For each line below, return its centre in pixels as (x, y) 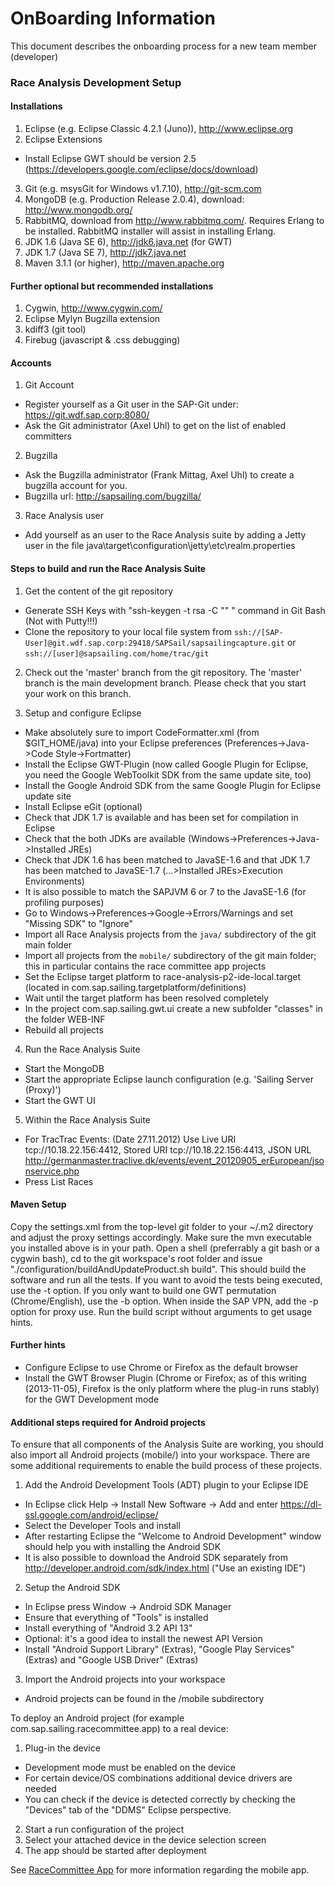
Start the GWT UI (60, 1100)
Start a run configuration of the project (104, 1829)
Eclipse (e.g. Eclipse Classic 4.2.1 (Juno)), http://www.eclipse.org (159, 129)
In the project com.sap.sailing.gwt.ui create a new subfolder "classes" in (173, 1008)
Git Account (49, 385)
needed (40, 1789)
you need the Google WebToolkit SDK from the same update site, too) (168, 774)
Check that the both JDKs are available (105, 838)
